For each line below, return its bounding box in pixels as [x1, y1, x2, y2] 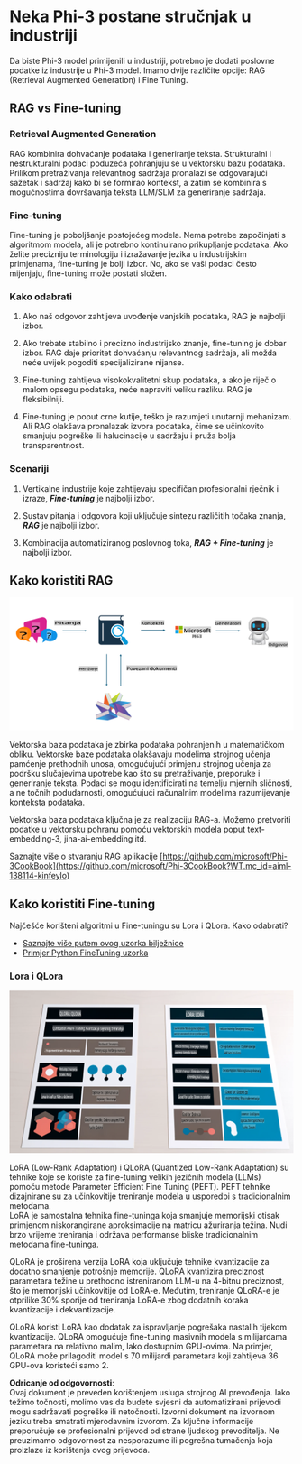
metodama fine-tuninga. [9, 1238, 99, 1250]
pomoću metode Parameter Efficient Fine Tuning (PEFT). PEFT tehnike [9, 1182, 270, 1192]
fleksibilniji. [22, 394, 65, 405]
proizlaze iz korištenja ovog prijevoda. [9, 1445, 151, 1456]
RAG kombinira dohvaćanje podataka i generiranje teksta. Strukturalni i [9, 148, 272, 159]
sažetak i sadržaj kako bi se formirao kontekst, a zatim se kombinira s [9, 177, 268, 188]
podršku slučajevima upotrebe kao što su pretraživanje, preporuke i [9, 769, 261, 779]
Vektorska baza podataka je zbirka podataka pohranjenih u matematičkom [9, 740, 285, 750]
